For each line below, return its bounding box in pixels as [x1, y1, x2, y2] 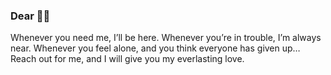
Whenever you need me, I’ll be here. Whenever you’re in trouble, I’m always [10, 32, 322, 44]
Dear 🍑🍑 [10, 9, 51, 23]
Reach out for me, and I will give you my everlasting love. [10, 53, 245, 65]
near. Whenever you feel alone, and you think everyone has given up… [10, 42, 301, 54]
